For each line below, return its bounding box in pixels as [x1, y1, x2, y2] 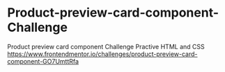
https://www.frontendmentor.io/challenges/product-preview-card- [7, 50, 198, 58]
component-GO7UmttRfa [7, 57, 79, 65]
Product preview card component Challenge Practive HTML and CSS [7, 42, 205, 51]
